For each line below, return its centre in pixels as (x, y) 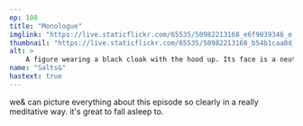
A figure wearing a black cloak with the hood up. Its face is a (151, 59)
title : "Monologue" (46, 26)
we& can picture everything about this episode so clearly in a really (134, 102)
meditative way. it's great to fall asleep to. (87, 111)
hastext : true (36, 76)
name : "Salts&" (38, 68)
